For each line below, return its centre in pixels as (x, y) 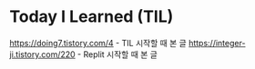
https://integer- (217, 43)
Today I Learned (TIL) (92, 17)
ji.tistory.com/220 (42, 54)
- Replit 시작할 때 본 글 (117, 54)
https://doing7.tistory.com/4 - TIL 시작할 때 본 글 (98, 43)
